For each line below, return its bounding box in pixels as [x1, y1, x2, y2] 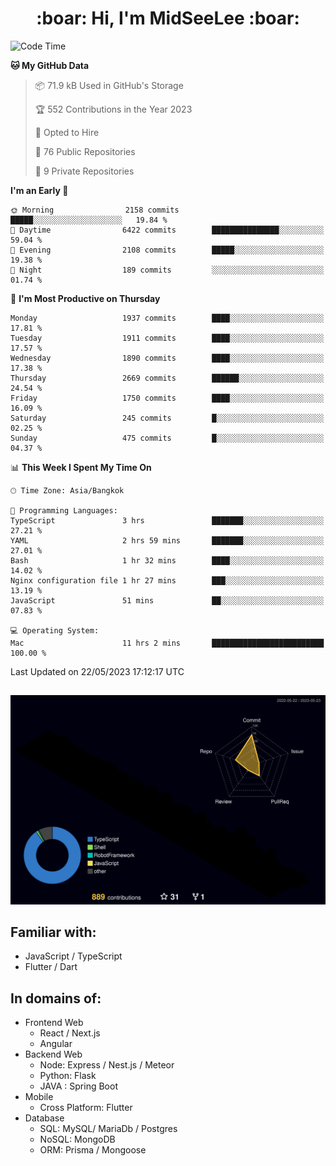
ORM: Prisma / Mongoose [39, 1144, 147, 1156]
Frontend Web [24, 1017, 84, 1029]
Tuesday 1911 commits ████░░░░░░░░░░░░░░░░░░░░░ [10, 333, 325, 343]
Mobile [24, 1091, 54, 1103]
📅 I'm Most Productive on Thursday [10, 292, 161, 304]
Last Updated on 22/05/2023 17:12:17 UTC [10, 665, 185, 677]
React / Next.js [39, 1027, 101, 1039]
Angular [39, 1038, 73, 1050]
